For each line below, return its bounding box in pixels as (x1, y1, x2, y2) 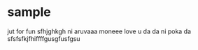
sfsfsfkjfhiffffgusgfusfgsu (7, 34, 80, 42)
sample (7, 4, 51, 20)
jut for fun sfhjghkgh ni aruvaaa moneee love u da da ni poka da (7, 27, 191, 35)
